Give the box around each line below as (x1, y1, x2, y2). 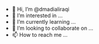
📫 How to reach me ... (11, 32, 68, 38)
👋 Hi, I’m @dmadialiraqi (11, 6, 70, 12)
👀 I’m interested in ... (11, 12, 63, 19)
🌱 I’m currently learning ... (11, 18, 76, 25)
